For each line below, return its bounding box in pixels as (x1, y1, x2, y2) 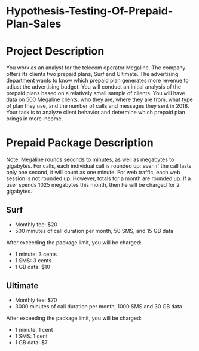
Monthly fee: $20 (14, 220, 58, 228)
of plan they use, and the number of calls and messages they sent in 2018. (6, 102, 189, 110)
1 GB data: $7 (14, 338, 48, 346)
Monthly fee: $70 (14, 296, 57, 304)
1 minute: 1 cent (14, 326, 53, 333)
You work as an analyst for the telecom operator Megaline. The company (6, 64, 186, 71)
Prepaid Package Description (6, 136, 154, 150)
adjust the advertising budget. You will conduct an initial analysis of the (6, 83, 181, 90)
